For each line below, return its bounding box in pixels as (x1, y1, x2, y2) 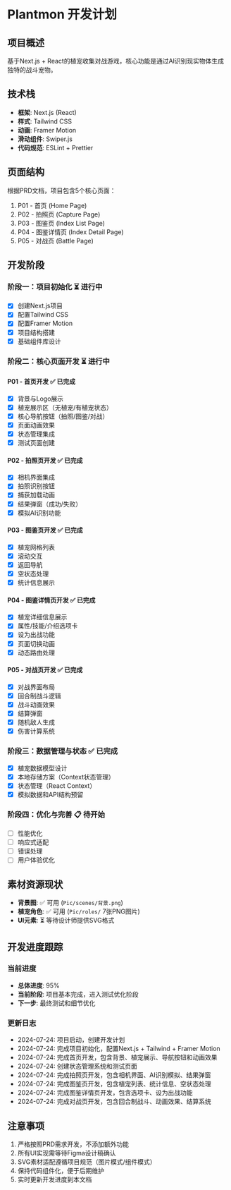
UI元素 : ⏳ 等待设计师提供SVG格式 (17, 916, 115, 925)
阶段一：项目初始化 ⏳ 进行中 (7, 281, 103, 291)
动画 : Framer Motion (17, 126, 77, 134)
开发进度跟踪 (7, 941, 63, 953)
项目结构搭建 (17, 328, 55, 336)
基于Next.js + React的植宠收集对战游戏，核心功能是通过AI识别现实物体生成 (7, 57, 224, 65)
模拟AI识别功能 (17, 509, 61, 517)
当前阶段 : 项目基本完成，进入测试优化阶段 (17, 990, 139, 998)
